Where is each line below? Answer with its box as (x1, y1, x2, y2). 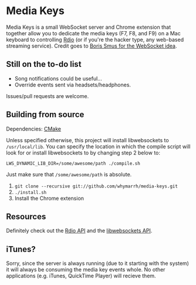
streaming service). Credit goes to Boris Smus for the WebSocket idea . (6, 42, 177, 49)
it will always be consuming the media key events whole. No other (6, 266, 165, 273)
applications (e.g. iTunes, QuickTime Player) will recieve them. (6, 272, 157, 280)
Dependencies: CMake (6, 125, 62, 132)
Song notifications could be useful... (14, 75, 103, 82)
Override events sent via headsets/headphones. (14, 81, 131, 88)
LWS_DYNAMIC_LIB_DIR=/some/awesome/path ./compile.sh (6, 160, 141, 166)
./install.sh (14, 189, 47, 195)
